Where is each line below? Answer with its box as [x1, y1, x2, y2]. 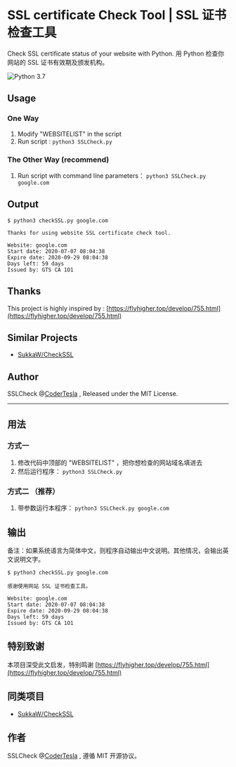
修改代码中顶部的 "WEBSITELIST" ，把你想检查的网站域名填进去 [17, 458, 202, 467]
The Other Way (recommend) [7, 155, 110, 165]
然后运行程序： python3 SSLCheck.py [17, 467, 123, 475]
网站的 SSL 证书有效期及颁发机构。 [7, 58, 109, 66]
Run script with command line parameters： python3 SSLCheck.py [17, 171, 206, 180]
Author [7, 370, 39, 382]
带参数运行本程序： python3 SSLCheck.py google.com [17, 504, 170, 513]
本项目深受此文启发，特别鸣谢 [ [7, 660, 98, 669]
